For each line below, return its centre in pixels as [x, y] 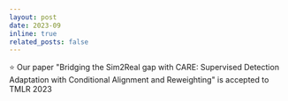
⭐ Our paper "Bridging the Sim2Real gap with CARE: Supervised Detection [144, 68]
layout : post [33, 17]
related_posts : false [49, 42]
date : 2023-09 [35, 25]
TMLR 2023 [31, 90]
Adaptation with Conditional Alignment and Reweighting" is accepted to [139, 80]
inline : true [33, 33]
